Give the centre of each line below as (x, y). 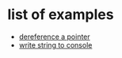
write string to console (55, 44)
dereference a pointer (54, 37)
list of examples (61, 15)
